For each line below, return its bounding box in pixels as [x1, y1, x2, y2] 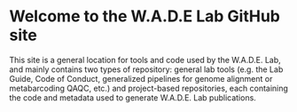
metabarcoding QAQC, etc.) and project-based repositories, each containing [9, 83, 288, 93]
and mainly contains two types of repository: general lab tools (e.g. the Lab [9, 64, 284, 75]
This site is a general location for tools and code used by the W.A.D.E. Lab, [9, 54, 281, 65]
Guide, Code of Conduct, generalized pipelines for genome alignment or [9, 73, 273, 84]
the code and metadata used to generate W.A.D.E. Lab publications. [9, 92, 257, 103]
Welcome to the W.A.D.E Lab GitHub [9, 6, 281, 27]
